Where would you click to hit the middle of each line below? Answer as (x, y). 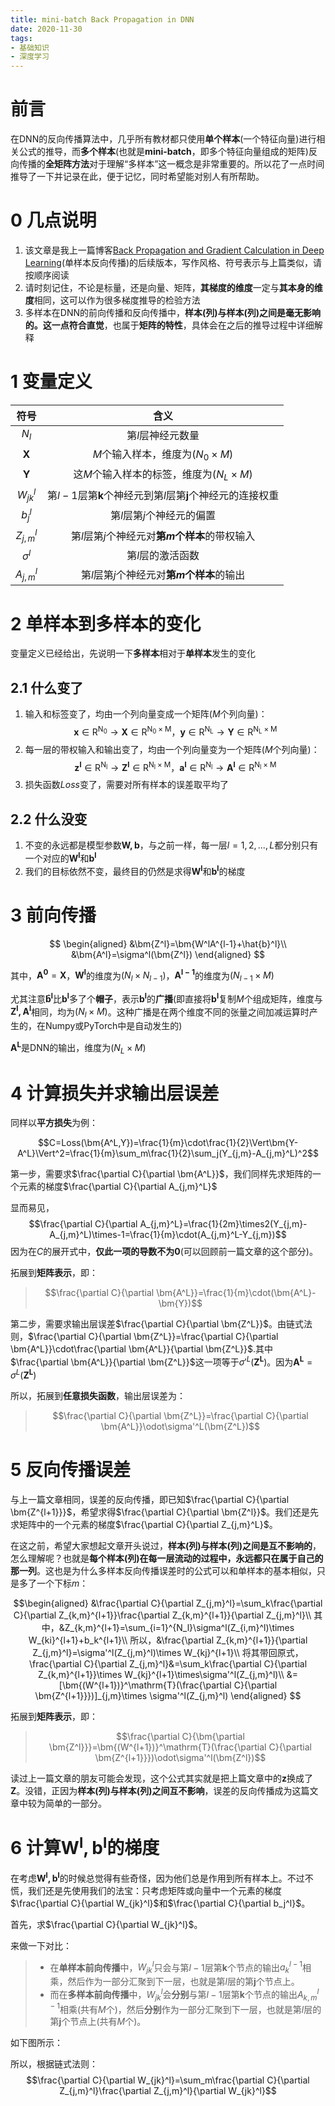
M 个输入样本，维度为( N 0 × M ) (163, 455)
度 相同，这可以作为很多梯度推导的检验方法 (112, 300)
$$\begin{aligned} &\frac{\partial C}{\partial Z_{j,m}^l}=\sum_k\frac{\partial (168, 1603)
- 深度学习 (30, 57)
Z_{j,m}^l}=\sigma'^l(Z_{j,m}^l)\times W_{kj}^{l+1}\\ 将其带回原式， (168, 1652)
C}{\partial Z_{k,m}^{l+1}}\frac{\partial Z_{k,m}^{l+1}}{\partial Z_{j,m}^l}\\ (162, 1615)
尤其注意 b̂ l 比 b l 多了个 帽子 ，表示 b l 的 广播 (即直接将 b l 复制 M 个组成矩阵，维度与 (166, 998)
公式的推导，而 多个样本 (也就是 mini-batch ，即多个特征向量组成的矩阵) (163, 152)
